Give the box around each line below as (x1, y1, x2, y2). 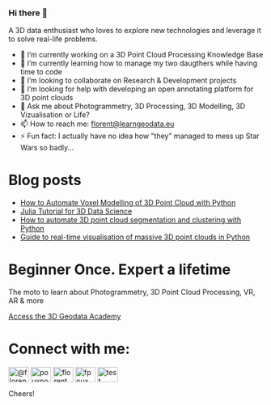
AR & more (8, 296, 44, 306)
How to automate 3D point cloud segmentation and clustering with (19, 215, 242, 225)
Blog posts (8, 171, 82, 189)
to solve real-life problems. (8, 34, 99, 44)
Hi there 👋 (8, 7, 49, 19)
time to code (19, 67, 63, 77)
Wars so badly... (19, 143, 74, 153)
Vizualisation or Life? (19, 110, 91, 120)
